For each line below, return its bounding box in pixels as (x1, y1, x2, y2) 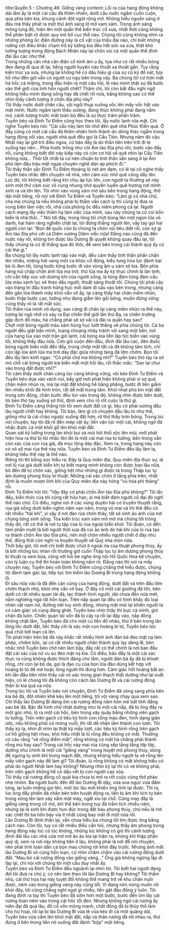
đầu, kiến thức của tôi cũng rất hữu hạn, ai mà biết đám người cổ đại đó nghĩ (5, 494, 163, 500)
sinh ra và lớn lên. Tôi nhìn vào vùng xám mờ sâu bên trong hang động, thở (5, 188, 160, 193)
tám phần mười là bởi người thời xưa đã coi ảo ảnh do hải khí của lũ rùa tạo (5, 527, 160, 533)
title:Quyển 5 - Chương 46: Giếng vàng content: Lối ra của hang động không (5, 5, 164, 11)
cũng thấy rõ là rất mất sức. (5, 301, 63, 306)
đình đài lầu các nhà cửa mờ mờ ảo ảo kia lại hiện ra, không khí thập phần (5, 833, 158, 839)
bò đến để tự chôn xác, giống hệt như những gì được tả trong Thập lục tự (5, 467, 157, 473)
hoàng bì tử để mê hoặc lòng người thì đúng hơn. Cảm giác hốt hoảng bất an (5, 666, 164, 672)
